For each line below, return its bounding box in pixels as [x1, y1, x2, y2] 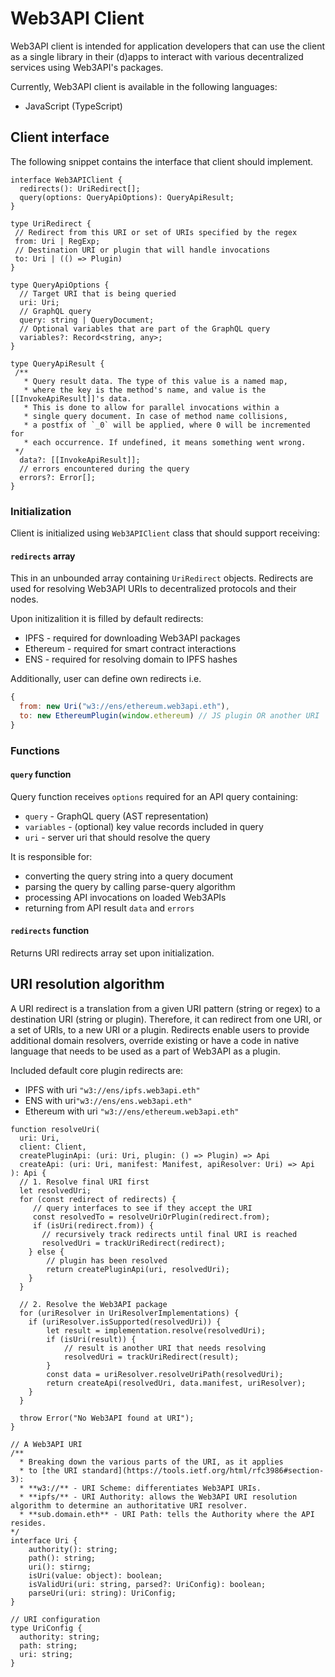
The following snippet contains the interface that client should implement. [10, 155, 314, 167]
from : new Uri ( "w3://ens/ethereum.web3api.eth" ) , [19, 702, 230, 712]
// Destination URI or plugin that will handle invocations [14, 245, 271, 255]
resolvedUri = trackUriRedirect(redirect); [41, 1238, 226, 1248]
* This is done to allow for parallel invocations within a [23, 402, 280, 412]
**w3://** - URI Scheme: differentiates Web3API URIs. [28, 1483, 262, 1493]
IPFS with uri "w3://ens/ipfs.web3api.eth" [24, 1083, 201, 1096]
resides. [10, 1518, 47, 1528]
